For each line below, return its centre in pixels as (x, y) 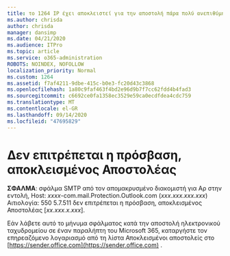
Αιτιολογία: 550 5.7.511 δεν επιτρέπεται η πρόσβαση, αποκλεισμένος (105, 203)
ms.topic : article (33, 52)
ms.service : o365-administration (55, 58)
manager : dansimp (32, 32)
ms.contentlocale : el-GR (42, 109)
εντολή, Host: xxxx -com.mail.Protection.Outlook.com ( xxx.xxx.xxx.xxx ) (107, 196)
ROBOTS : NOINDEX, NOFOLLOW (46, 64)
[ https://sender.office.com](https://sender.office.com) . (85, 245)
